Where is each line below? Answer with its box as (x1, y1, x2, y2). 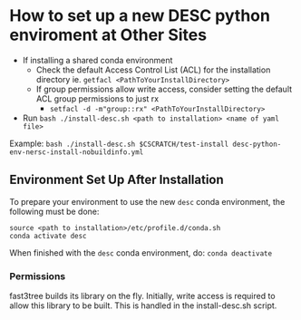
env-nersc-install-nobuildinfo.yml (9, 147, 144, 157)
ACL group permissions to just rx (35, 92, 160, 104)
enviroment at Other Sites (9, 24, 207, 45)
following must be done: (9, 206, 100, 217)
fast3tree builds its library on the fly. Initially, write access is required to (9, 291, 276, 302)
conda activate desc (9, 231, 88, 240)
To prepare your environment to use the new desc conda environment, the (9, 196, 286, 207)
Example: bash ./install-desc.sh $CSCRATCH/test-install (9, 138, 229, 149)
